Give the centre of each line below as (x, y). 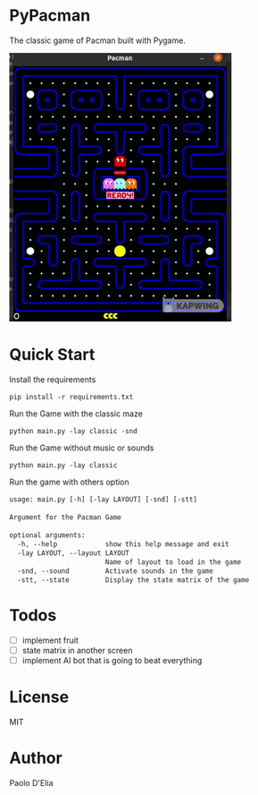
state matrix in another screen (77, 650)
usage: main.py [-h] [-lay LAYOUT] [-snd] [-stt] (104, 499)
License (39, 697)
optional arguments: (48, 535)
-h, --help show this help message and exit (123, 544)
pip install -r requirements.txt (71, 397)
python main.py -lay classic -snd (74, 431)
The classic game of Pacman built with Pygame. (97, 40)
